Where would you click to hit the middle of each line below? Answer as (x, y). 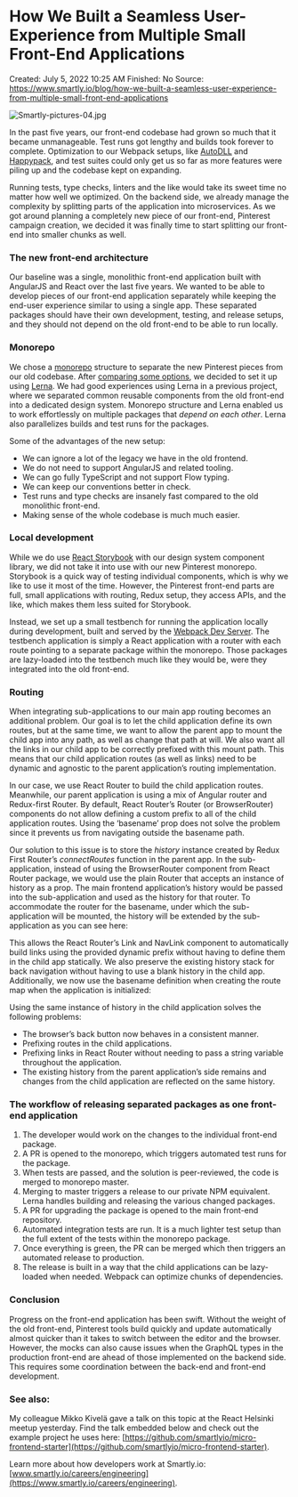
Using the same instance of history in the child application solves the (136, 1007)
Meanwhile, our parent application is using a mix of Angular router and (138, 795)
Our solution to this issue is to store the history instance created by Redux (145, 850)
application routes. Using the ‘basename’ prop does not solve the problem (145, 823)
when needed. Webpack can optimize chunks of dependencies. (166, 1277)
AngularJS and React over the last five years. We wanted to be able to (137, 287)
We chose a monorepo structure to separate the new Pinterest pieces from (146, 367)
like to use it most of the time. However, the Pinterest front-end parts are (142, 586)
